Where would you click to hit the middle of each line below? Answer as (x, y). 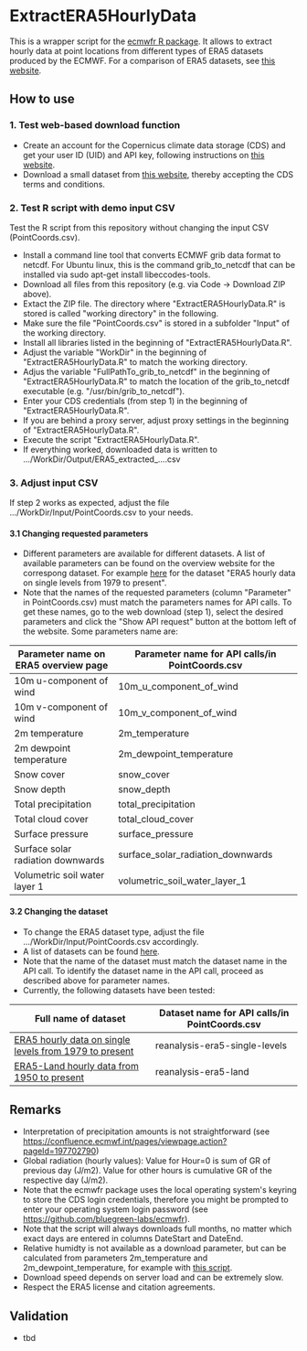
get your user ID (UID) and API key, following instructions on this (143, 155)
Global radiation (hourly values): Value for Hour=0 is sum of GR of (147, 1161)
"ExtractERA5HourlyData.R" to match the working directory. (135, 361)
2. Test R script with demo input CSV (92, 208)
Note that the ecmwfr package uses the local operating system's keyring (159, 1190)
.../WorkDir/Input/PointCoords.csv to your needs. (101, 512)
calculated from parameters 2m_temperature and (115, 1258)
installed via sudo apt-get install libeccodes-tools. (116, 274)
